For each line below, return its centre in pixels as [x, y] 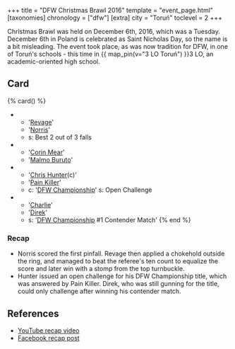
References [33, 313]
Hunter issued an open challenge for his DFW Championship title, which [122, 276]
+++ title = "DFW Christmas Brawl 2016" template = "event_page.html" [110, 10]
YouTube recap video [48, 330]
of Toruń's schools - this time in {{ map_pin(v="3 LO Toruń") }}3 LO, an [110, 54]
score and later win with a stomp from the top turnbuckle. [101, 269]
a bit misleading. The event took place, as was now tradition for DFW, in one [117, 46]
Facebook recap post [48, 338]
